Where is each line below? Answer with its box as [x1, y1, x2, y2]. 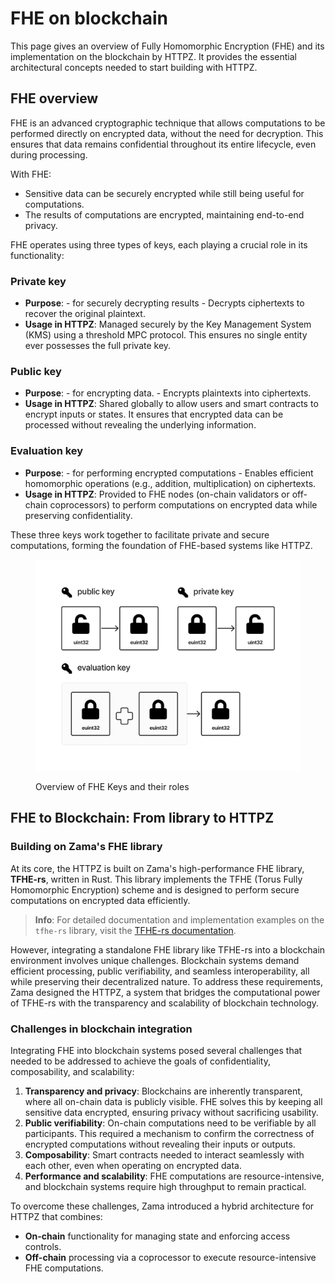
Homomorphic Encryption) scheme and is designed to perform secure [10, 883, 300, 896]
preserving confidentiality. [24, 509, 133, 521]
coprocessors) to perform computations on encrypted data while [49, 498, 318, 511]
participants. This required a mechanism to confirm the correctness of [24, 1127, 315, 1139]
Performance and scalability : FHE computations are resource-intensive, [24, 1170, 325, 1182]
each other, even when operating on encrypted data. [24, 1159, 242, 1171]
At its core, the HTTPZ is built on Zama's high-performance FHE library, [10, 862, 305, 874]
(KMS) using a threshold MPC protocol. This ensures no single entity [24, 329, 308, 341]
